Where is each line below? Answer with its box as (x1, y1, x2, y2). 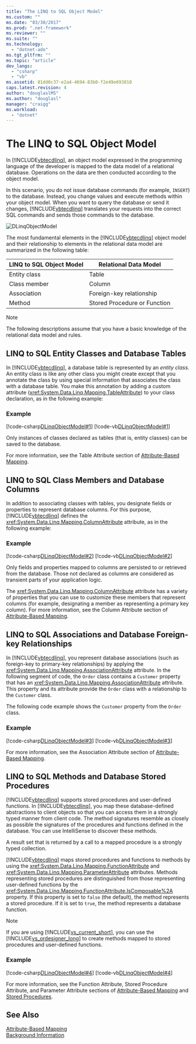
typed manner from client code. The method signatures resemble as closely (6, 815, 189, 822)
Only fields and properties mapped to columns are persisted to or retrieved (6, 564, 187, 571)
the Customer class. (6, 692, 52, 699)
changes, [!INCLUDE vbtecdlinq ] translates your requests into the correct (6, 206, 181, 213)
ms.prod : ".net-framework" (6, 25, 72, 31)
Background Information (6, 1032, 64, 1039)
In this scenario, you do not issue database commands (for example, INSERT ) (6, 187, 190, 194)
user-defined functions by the (6, 881, 78, 888)
